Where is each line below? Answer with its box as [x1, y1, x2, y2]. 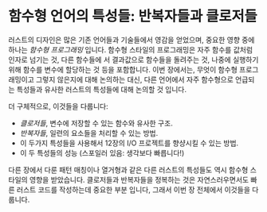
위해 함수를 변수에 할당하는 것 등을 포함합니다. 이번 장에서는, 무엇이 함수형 [8, 64, 238, 74]
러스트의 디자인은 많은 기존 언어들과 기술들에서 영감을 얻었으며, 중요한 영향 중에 [8, 35, 255, 44]
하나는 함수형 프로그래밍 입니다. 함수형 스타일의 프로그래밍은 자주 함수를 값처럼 [8, 44, 253, 54]
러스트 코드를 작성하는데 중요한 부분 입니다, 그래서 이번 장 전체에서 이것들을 [16, 184, 251, 195]
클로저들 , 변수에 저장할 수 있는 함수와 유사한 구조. [19, 118, 173, 128]
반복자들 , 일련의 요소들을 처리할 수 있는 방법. [19, 128, 159, 137]
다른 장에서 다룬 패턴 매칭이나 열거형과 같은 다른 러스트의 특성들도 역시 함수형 [8, 164, 249, 175]
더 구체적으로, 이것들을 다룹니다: [8, 101, 109, 111]
